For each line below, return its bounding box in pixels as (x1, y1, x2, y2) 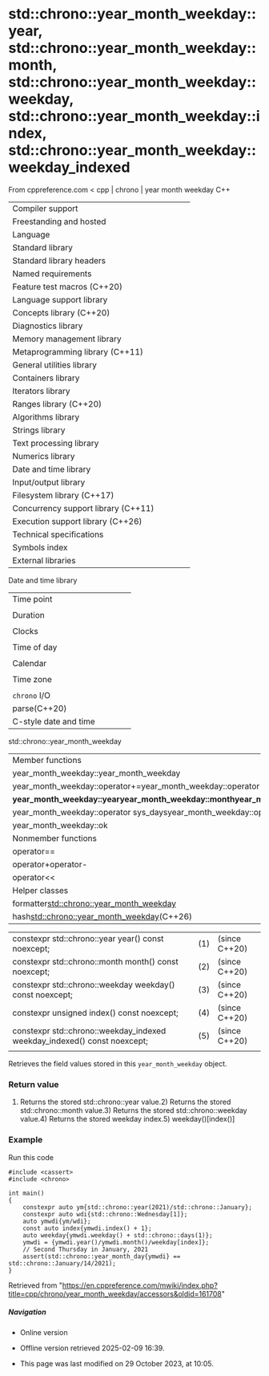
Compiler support (12, 202, 78, 213)
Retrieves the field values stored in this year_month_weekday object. (8, 1058, 227, 1068)
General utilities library (12, 359, 98, 370)
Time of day (12, 641, 58, 652)
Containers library (12, 372, 80, 384)
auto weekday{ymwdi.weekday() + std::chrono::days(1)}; (22, 1231, 214, 1240)
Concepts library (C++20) (12, 306, 110, 318)
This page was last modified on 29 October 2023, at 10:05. (19, 1358, 214, 1368)
